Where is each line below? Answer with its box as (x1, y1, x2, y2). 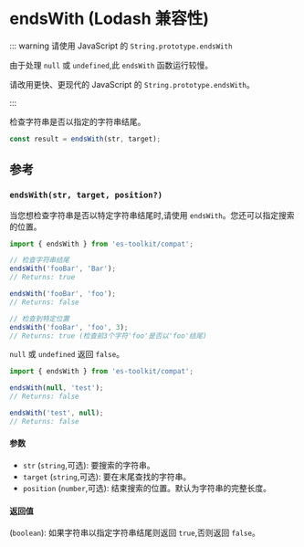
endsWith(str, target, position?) (9, 190, 162, 201)
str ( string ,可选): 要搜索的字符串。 (22, 459, 155, 470)
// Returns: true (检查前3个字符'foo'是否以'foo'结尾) (9, 331, 207, 341)
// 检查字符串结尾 (9, 256, 70, 265)
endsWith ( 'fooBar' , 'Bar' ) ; (9, 264, 117, 274)
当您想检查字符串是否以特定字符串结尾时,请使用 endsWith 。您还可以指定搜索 (9, 209, 295, 220)
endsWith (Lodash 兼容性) (9, 8, 210, 29)
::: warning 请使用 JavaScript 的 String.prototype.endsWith (9, 40, 233, 51)
